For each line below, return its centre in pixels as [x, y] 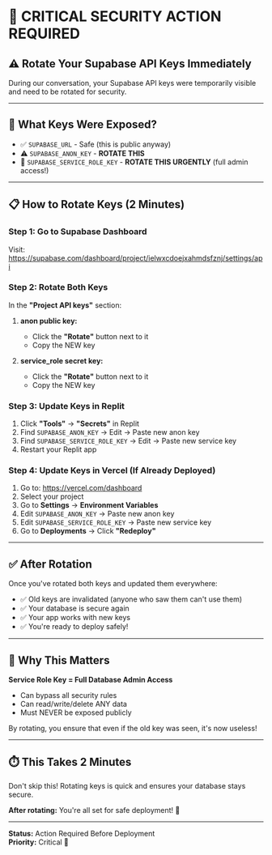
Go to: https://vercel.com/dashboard [81, 488]
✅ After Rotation [51, 564]
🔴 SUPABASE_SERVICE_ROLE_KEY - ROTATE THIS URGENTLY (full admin [134, 162]
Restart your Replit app [58, 449]
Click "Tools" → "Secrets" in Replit [80, 423]
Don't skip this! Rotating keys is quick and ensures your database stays [127, 785]
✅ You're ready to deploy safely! [74, 627]
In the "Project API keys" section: [65, 305]
